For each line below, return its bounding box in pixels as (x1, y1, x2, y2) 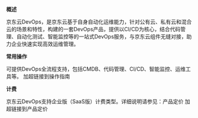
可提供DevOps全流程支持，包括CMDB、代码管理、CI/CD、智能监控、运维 (6, 65, 186, 73)
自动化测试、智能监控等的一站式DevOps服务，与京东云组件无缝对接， (16, 33, 187, 40)
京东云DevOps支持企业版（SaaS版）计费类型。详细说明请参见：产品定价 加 (6, 98, 191, 105)
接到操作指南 (38, 73, 70, 80)
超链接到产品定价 (6, 106, 48, 112)
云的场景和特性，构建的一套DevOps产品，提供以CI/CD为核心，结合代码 (6, 26, 181, 32)
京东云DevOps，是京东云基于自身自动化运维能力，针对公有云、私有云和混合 (6, 18, 192, 25)
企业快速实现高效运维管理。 (11, 41, 79, 47)
